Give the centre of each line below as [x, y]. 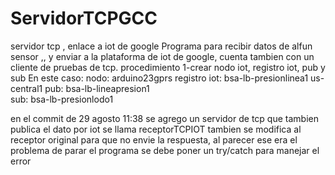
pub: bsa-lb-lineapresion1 [97, 88]
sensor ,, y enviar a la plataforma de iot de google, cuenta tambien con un [162, 56]
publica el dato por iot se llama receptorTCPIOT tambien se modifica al [156, 129]
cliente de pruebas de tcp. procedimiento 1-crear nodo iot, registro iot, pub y [168, 67]
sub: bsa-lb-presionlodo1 [62, 99]
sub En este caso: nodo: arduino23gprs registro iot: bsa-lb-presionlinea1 [159, 78]
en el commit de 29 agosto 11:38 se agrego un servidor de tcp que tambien [164, 118]
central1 [26, 88]
